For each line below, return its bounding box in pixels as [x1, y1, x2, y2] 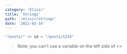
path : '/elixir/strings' [5, 16, 56, 21]
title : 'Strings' [5, 12, 41, 17]
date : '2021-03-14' [5, 21, 45, 26]
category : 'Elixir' [5, 7, 45, 12]
